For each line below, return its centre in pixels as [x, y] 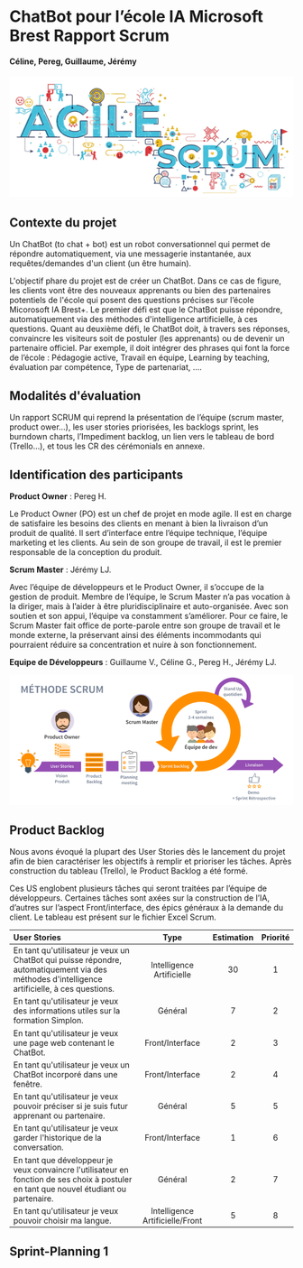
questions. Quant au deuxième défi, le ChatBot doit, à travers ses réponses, [150, 329]
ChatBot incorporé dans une [65, 1074]
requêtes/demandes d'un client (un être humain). [101, 264]
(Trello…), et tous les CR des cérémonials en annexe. [107, 446]
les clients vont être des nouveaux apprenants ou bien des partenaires [140, 291]
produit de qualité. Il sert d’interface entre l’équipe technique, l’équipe [138, 532]
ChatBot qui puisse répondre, [67, 960]
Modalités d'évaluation [75, 396]
